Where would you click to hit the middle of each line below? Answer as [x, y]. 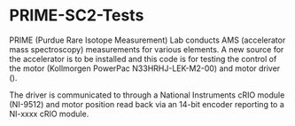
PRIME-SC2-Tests [77, 16]
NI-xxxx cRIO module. [49, 114]
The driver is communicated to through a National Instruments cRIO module [147, 95]
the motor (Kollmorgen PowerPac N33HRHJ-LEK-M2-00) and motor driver [145, 68]
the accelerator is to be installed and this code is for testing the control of [143, 59]
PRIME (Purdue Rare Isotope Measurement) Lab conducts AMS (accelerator [147, 40]
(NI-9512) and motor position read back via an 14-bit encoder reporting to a [147, 104]
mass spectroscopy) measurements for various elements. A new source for [147, 49]
